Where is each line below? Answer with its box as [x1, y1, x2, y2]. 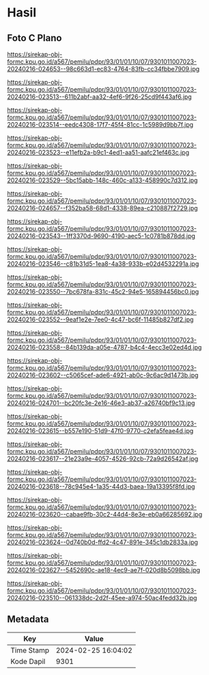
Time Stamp [10, 646, 50, 655]
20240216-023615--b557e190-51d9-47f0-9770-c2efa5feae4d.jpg [7, 427, 194, 434]
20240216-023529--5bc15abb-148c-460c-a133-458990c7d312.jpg [7, 176, 198, 184]
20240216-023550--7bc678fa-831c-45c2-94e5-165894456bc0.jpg [7, 288, 199, 295]
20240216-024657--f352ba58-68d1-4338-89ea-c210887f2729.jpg [7, 204, 198, 212]
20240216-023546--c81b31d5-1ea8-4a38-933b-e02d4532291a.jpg [7, 260, 199, 268]
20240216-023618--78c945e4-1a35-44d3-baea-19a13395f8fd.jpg [7, 482, 195, 491]
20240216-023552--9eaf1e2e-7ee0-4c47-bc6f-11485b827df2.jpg [7, 315, 194, 323]
